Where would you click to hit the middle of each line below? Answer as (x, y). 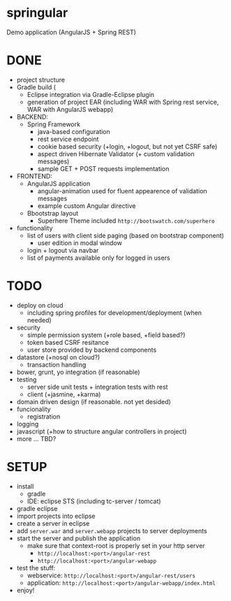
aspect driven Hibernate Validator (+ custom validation (116, 154)
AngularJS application (59, 184)
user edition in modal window (80, 243)
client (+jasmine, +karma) (64, 394)
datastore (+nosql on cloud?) (58, 357)
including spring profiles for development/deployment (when (114, 313)
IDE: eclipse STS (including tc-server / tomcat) (94, 501)
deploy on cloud (40, 305)
